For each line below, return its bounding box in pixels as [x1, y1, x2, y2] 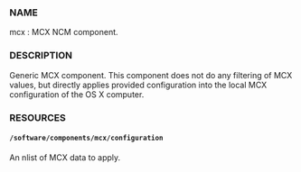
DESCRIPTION [9, 50, 73, 62]
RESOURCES [9, 111, 66, 123]
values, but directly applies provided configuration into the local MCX [9, 79, 268, 90]
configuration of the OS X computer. [9, 88, 145, 100]
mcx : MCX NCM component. [9, 27, 119, 38]
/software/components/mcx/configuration [9, 133, 165, 143]
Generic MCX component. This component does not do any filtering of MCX [9, 69, 293, 80]
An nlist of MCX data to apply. [9, 151, 121, 163]
